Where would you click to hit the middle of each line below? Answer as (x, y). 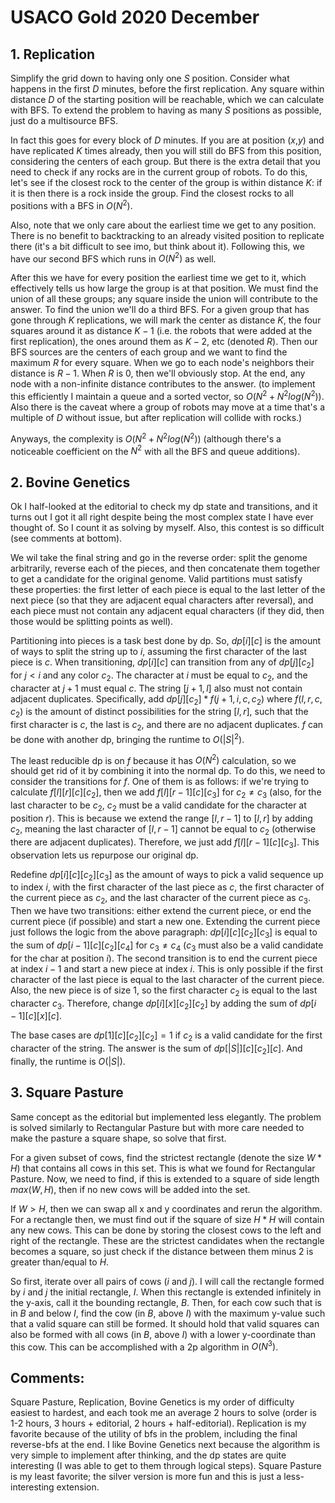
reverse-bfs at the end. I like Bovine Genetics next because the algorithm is (165, 1445)
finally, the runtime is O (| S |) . (68, 1061)
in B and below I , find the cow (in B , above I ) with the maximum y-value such (168, 1313)
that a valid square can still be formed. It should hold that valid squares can (165, 1323)
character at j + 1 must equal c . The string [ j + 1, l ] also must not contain (156, 688)
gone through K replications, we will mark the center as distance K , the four (166, 320)
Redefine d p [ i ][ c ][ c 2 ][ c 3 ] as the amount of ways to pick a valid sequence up (167, 875)
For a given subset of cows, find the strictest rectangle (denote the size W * (166, 1157)
